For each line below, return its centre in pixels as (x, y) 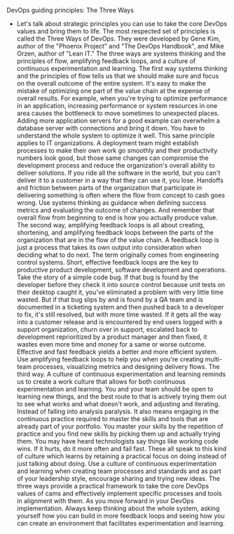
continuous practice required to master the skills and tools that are (112, 419)
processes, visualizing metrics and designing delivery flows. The (126, 367)
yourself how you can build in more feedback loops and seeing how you (121, 516)
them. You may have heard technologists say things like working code (117, 441)
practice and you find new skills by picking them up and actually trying (118, 434)
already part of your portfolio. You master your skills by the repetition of (120, 426)
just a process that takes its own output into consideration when (109, 247)
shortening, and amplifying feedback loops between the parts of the (115, 232)
